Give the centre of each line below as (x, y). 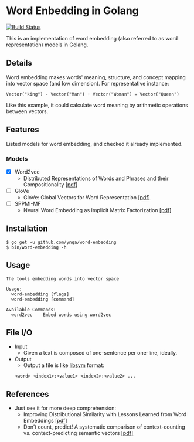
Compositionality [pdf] (50, 184)
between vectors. (27, 111)
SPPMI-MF (28, 203)
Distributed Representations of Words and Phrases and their (96, 178)
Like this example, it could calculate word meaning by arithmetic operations (97, 105)
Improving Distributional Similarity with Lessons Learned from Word (105, 414)
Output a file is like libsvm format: (64, 365)
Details (19, 63)
